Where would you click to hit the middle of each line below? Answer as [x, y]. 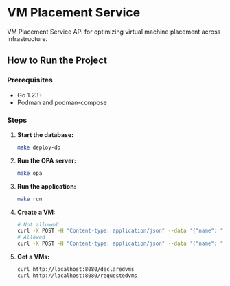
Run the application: [47, 186]
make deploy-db [39, 147]
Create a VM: [36, 212]
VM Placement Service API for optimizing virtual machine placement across [114, 32]
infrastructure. [27, 38]
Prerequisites [30, 80]
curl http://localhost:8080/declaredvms [76, 270]
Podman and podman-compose [62, 102]
